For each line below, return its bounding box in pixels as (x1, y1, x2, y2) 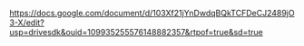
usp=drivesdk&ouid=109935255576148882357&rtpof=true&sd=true (9, 27, 263, 37)
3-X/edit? (9, 17, 45, 28)
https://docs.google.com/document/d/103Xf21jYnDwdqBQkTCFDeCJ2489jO (9, 8, 295, 18)
